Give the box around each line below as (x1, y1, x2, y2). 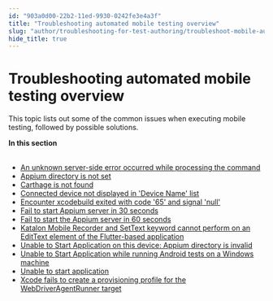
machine (19, 258, 50, 268)
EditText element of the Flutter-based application (19, 232, 184, 242)
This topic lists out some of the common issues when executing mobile (8, 114, 246, 124)
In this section (8, 138, 58, 148)
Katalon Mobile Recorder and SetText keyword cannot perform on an (19, 223, 251, 233)
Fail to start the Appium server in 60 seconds (19, 215, 171, 225)
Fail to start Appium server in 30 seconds (19, 206, 158, 216)
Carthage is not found (19, 180, 93, 190)
